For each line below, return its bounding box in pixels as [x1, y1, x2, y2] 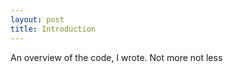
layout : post [10, 14, 65, 25]
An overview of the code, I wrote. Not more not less [10, 51, 223, 63]
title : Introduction [10, 24, 97, 34]
